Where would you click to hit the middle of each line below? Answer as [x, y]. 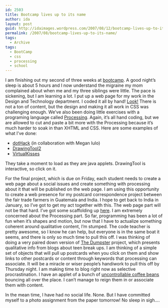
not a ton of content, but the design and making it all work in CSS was [77, 107]
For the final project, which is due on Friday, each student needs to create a [83, 179]
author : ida [17, 19]
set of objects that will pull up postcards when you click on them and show [82, 253]
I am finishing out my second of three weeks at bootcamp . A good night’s [80, 80]
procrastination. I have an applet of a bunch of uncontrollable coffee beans [82, 274]
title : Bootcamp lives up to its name [45, 15]
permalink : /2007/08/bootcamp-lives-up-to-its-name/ [61, 33]
